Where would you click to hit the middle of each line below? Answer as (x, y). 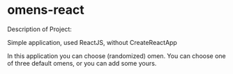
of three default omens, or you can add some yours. (82, 63)
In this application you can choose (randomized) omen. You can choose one (116, 56)
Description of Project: (39, 29)
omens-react (46, 10)
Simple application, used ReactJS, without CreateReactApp (92, 42)
